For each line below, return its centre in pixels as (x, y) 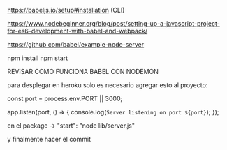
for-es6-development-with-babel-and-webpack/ (78, 31)
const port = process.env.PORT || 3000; (65, 98)
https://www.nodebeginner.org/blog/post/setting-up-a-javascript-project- (113, 23)
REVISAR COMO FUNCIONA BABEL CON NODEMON (83, 72)
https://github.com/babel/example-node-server (76, 44)
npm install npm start (38, 58)
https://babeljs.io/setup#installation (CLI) (66, 10)
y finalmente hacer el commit (49, 139)
